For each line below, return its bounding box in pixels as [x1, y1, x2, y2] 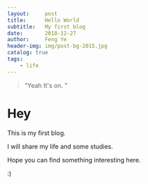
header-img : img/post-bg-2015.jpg [7, 43, 108, 49]
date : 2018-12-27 [7, 29, 77, 37]
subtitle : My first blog [7, 23, 86, 30]
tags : [7, 56, 23, 63]
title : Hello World [7, 17, 80, 24]
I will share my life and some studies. [7, 142, 114, 151]
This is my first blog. [7, 128, 66, 137]
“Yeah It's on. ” [24, 81, 68, 89]
